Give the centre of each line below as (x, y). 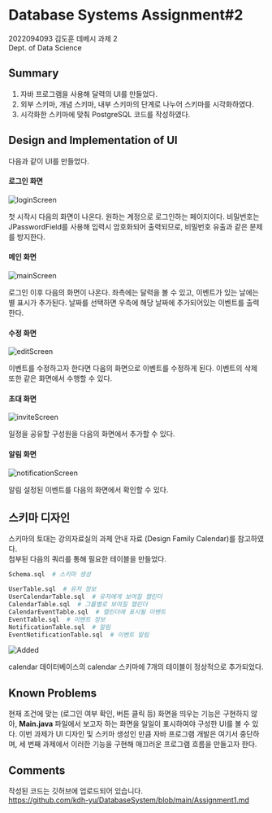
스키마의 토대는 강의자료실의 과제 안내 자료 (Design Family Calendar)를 (122, 539)
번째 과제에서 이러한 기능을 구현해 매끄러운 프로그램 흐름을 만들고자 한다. (142, 744)
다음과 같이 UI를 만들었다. (49, 161)
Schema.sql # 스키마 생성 (50, 575)
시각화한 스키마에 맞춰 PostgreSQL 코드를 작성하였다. (105, 114)
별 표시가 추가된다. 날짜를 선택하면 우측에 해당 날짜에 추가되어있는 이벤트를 (127, 302)
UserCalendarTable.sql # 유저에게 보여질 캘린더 (85, 597)
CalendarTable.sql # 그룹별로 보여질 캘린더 (78, 605)
